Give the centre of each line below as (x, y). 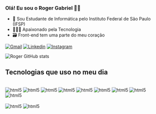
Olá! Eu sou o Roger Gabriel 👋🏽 (43, 8)
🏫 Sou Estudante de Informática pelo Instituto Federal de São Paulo (81, 19)
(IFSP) (19, 24)
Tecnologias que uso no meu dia (56, 72)
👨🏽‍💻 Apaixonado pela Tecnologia (46, 29)
